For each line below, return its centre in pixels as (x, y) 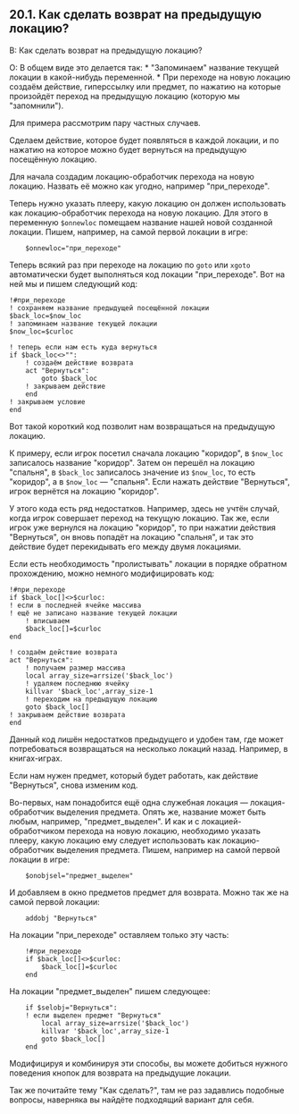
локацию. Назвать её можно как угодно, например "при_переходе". (140, 186)
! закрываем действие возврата (67, 714)
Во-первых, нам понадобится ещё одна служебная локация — (129, 802)
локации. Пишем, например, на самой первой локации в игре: (129, 232)
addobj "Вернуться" (62, 918)
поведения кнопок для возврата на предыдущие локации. (120, 1073)
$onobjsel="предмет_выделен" (79, 875)
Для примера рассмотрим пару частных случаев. (105, 122)
